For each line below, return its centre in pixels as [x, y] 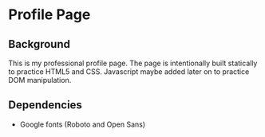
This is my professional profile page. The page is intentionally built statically [133, 63]
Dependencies [45, 105]
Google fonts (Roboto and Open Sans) [83, 124]
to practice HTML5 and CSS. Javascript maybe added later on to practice [129, 72]
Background [39, 44]
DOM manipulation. [40, 80]
